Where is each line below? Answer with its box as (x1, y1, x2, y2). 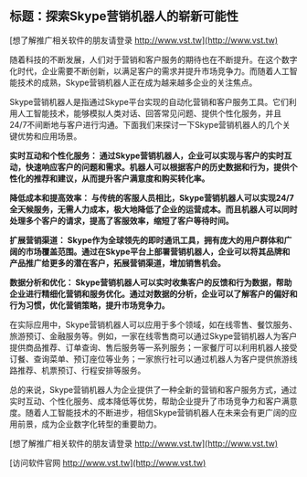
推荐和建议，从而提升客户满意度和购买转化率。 (33, 173, 210, 184)
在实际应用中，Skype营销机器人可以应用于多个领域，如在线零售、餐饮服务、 (9, 319, 298, 330)
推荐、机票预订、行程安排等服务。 (16, 365, 146, 376)
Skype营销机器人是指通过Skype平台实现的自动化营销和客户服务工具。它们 (9, 96, 290, 107)
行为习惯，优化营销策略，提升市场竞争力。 (9, 300, 170, 311)
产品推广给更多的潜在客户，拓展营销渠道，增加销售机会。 (9, 257, 226, 268)
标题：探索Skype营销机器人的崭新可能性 (9, 8, 239, 25)
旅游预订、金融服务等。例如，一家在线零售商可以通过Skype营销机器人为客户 (9, 330, 298, 341)
